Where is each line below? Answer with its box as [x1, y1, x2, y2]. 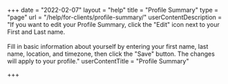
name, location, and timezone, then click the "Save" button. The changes [7, 50, 216, 58]
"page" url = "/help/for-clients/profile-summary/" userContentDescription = [7, 13, 222, 21]
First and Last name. [7, 28, 66, 36]
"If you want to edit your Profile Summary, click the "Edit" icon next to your [7, 21, 220, 28]
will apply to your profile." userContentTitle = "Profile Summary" [7, 57, 189, 65]
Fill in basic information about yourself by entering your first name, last [7, 43, 209, 50]
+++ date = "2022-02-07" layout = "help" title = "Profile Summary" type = [7, 6, 219, 14]
